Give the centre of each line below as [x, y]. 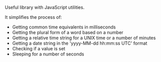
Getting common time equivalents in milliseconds [64, 27]
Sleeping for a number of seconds [48, 54]
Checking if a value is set [39, 49]
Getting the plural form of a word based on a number [68, 32]
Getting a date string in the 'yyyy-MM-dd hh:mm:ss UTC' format [80, 43]
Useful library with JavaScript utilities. [45, 7]
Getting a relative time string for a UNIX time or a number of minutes [84, 38]
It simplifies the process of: [33, 17]
